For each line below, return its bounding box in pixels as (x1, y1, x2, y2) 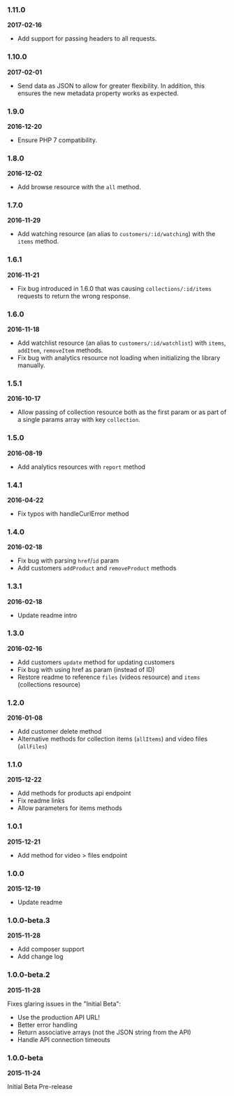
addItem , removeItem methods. (17, 346, 103, 355)
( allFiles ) (17, 742, 47, 751)
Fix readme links (17, 797, 65, 805)
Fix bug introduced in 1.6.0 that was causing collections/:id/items (17, 284, 212, 292)
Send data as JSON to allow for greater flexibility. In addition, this (17, 81, 205, 90)
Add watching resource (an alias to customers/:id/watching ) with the (17, 230, 216, 238)
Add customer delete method (17, 727, 102, 736)
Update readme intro (17, 611, 78, 619)
